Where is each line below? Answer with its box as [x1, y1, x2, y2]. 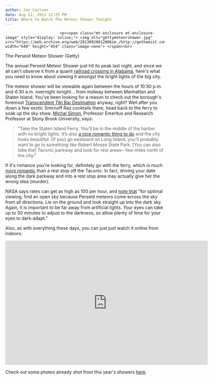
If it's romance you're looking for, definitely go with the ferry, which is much [5, 162, 163, 168]
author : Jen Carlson [5, 7, 49, 13]
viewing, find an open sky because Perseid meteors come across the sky [5, 194, 158, 200]
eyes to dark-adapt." [5, 215, 48, 221]
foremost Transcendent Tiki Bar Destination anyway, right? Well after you [5, 99, 158, 106]
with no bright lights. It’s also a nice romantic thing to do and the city [17, 131, 160, 137]
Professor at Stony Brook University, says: [5, 116, 93, 122]
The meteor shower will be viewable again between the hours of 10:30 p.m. [5, 83, 162, 89]
